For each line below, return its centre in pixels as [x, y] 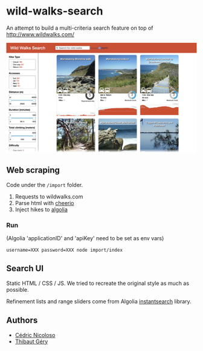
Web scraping [33, 170]
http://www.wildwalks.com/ [40, 34]
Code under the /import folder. [45, 185]
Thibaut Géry [31, 341]
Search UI [25, 268]
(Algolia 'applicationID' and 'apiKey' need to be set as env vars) [85, 238]
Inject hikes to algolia [41, 209]
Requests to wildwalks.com [49, 196]
